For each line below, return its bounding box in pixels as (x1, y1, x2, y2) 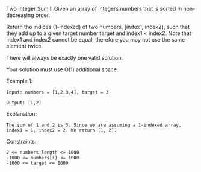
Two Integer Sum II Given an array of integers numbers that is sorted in (6, 5, 182, 12)
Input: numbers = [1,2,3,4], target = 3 (6, 89, 110, 95)
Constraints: (6, 138, 37, 145)
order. (35, 11, 51, 19)
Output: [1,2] (6, 100, 42, 106)
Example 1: (6, 78, 33, 84)
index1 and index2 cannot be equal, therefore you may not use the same (6, 36, 185, 43)
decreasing (6, 11, 34, 19)
